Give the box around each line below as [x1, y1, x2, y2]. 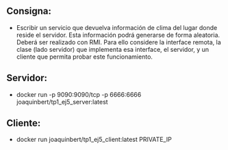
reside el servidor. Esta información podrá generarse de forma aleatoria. [16, 31, 220, 39]
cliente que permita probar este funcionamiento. [16, 52, 153, 61]
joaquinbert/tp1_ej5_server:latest [16, 97, 108, 106]
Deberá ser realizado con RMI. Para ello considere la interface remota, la [16, 37, 222, 46]
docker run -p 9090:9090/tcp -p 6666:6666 [16, 90, 142, 98]
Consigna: [6, 5, 52, 17]
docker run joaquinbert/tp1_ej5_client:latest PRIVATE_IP [16, 136, 172, 144]
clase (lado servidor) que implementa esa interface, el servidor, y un [16, 45, 210, 53]
